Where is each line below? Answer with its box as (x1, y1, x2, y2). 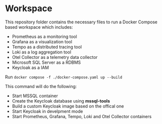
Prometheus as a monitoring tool (12, 34, 77, 39)
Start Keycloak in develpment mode (12, 108, 83, 114)
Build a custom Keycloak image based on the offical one (12, 103, 124, 109)
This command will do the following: (5, 83, 77, 89)
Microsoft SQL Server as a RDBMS (12, 59, 81, 65)
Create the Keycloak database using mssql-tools (12, 98, 110, 104)
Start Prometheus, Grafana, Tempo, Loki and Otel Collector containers (12, 113, 152, 119)
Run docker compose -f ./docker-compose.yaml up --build (5, 74, 122, 80)
